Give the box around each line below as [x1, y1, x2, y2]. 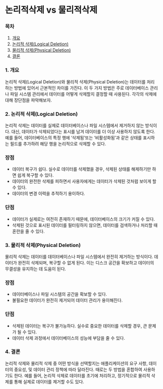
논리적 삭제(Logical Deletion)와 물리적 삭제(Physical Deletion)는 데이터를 [5, 79, 146, 84]
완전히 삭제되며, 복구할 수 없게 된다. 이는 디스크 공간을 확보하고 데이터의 [18, 260, 154, 266]
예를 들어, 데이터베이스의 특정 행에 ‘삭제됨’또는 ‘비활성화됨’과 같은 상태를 [5, 135, 142, 141]
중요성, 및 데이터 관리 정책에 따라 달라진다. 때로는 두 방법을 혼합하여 [14, 367, 143, 372]
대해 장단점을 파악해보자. [5, 97, 52, 103]
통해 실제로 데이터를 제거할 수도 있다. [14, 379, 84, 385]
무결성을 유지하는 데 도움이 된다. [5, 266, 67, 271]
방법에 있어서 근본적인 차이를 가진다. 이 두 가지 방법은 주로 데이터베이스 [14, 85, 149, 91]
